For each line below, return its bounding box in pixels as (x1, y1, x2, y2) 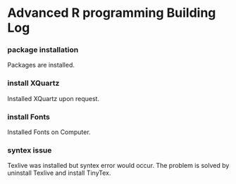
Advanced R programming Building (7, 5, 216, 21)
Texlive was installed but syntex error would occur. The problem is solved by (7, 162, 230, 170)
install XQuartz (7, 79, 60, 88)
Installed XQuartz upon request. (7, 94, 100, 103)
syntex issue (7, 145, 52, 155)
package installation (7, 45, 79, 55)
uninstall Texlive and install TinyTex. (7, 169, 111, 177)
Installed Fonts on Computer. (7, 128, 91, 136)
